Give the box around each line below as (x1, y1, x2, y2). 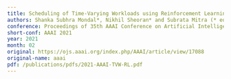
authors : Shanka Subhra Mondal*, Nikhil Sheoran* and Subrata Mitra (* (7, 16, 217, 23)
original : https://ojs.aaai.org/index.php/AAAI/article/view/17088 (7, 49, 205, 56)
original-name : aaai (7, 55, 67, 62)
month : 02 (7, 42, 36, 49)
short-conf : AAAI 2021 (7, 29, 72, 36)
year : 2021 (7, 36, 38, 43)
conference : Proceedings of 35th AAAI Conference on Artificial (7, 23, 195, 30)
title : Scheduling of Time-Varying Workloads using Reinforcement (7, 10, 201, 17)
